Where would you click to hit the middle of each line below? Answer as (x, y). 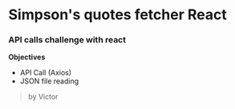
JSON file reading (49, 81)
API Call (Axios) (46, 73)
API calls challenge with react (67, 40)
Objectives (27, 57)
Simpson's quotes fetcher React (118, 15)
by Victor (43, 97)
